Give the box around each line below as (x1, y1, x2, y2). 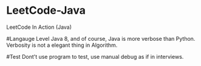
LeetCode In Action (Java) (6, 23, 72, 31)
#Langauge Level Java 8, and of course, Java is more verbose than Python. (6, 35, 196, 42)
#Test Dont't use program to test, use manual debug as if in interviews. (6, 53, 184, 60)
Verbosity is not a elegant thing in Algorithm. (6, 41, 118, 49)
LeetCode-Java (6, 4, 86, 17)
